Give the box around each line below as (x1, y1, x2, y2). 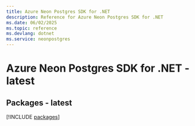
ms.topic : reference (6, 25, 58, 31)
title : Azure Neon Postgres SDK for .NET (6, 8, 111, 15)
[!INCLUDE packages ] (6, 114, 60, 120)
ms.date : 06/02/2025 (6, 20, 58, 25)
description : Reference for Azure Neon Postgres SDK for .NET (6, 14, 163, 20)
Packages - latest (6, 98, 73, 108)
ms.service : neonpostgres (6, 36, 70, 42)
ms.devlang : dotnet (6, 31, 55, 37)
